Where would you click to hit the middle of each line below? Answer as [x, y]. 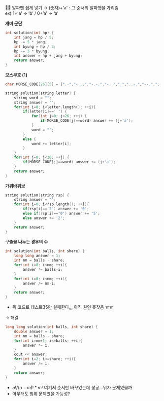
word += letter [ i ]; [51, 144]
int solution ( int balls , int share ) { [45, 251]
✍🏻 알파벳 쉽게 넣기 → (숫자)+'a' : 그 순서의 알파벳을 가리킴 [62, 8]
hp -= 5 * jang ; [31, 42]
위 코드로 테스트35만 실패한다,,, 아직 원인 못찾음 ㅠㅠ [63, 307]
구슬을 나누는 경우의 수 [27, 242]
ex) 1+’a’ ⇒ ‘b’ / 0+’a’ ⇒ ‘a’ [32, 13]
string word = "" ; [33, 98]
